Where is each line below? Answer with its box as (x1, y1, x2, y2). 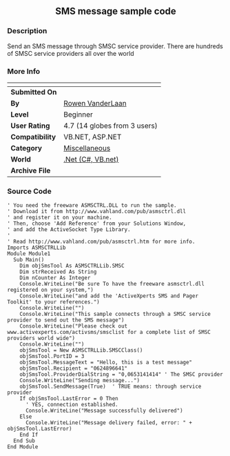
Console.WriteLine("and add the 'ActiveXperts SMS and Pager (19, 293, 198, 299)
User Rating (10, 121, 50, 130)
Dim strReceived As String (19, 268, 97, 275)
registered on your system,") (7, 286, 94, 294)
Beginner (63, 110, 93, 119)
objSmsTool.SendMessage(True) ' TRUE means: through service (19, 383, 202, 390)
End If (19, 431, 39, 439)
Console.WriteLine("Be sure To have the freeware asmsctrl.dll (19, 281, 205, 288)
